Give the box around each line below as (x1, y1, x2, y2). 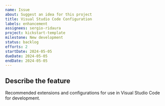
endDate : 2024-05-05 (5, 58, 48, 63)
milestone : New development (5, 35, 64, 40)
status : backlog (5, 40, 39, 45)
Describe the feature (5, 77, 71, 85)
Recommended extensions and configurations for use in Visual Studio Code (5, 90, 160, 96)
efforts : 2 (5, 44, 28, 49)
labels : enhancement (5, 21, 48, 26)
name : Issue (5, 7, 30, 12)
